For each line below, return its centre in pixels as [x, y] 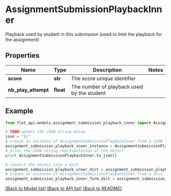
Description [107, 70]
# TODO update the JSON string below [45, 132]
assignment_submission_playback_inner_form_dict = [60, 179]
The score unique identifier [103, 78]
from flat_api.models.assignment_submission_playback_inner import [78, 123]
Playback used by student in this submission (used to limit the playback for [84, 34]
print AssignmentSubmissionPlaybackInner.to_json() [61, 155]
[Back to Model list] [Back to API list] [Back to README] [64, 188]
